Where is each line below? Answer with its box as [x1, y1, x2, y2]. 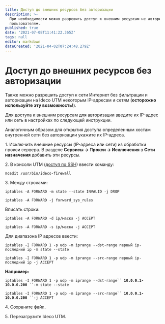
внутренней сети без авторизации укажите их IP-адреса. [5, 131, 125, 138]
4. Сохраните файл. [5, 304, 46, 310]
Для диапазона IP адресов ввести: [5, 233, 78, 239]
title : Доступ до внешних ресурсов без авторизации [5, 7, 113, 12]
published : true [5, 26, 38, 31]
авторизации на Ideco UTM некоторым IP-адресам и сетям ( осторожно [5, 97, 156, 103]
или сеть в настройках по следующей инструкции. [5, 117, 112, 123]
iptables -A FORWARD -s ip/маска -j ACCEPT [5, 225, 96, 229]
